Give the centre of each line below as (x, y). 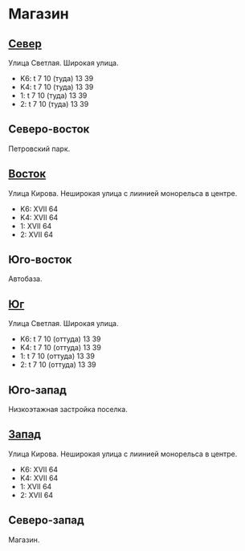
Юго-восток (40, 260)
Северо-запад (46, 520)
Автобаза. (25, 279)
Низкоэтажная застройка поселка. (68, 410)
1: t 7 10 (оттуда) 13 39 (57, 356)
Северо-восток (49, 129)
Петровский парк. (39, 149)
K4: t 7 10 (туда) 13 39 (57, 87)
